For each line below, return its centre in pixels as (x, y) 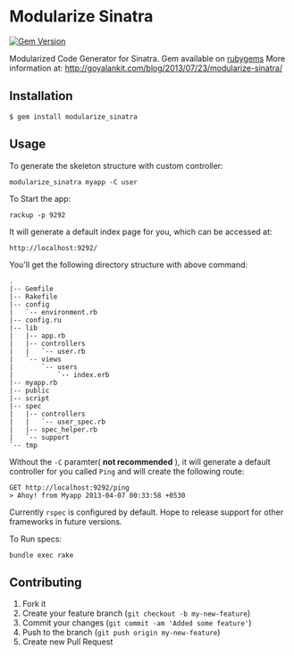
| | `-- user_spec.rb (57, 422)
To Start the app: (40, 198)
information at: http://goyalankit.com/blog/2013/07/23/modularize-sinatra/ (146, 68)
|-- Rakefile (34, 297)
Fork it (34, 604)
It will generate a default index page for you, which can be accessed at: (141, 231)
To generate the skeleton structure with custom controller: (116, 165)
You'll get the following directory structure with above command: (129, 265)
